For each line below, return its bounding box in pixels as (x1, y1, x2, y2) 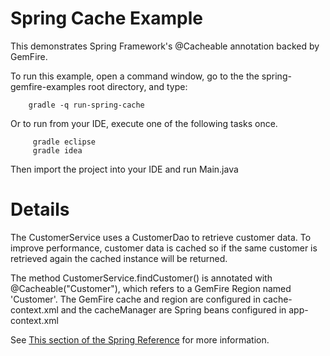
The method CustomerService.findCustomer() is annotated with (10, 272, 273, 284)
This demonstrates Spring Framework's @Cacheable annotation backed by (10, 40, 320, 52)
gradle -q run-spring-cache (28, 100, 145, 110)
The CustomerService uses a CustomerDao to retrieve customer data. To (10, 231, 312, 243)
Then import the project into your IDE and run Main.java (10, 163, 239, 175)
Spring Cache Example (10, 7, 203, 30)
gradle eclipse (32, 137, 97, 147)
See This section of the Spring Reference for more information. (10, 333, 270, 346)
